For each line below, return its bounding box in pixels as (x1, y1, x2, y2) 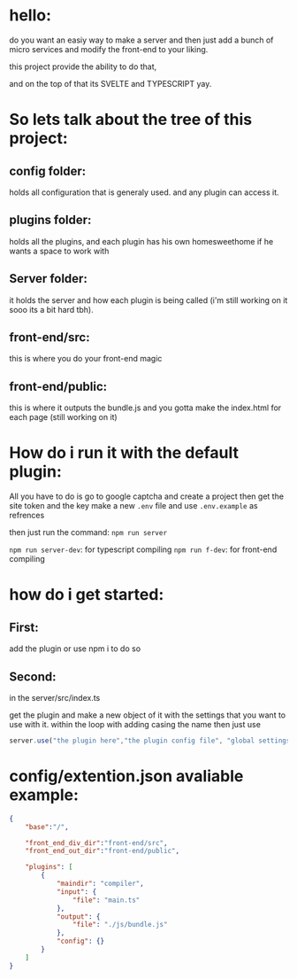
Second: (9, 669, 57, 684)
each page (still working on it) (9, 412, 118, 423)
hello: (9, 5, 51, 26)
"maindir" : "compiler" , (56, 879, 144, 888)
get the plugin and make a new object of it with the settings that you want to (9, 710, 286, 720)
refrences (9, 510, 45, 521)
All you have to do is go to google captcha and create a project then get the (9, 491, 285, 501)
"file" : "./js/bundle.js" (72, 921, 168, 929)
